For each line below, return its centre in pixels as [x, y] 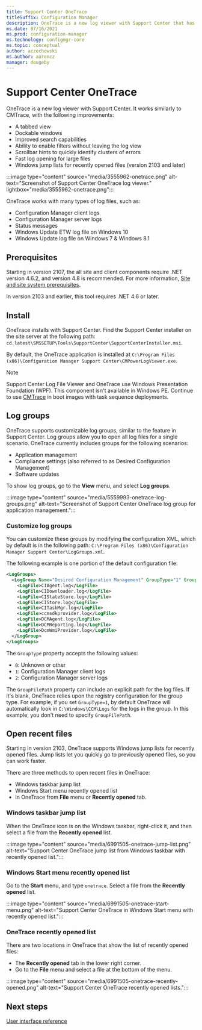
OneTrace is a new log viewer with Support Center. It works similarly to [94, 108]
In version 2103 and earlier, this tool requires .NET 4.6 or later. [83, 296]
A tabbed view [33, 126]
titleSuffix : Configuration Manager [52, 17]
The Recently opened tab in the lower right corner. [78, 963]
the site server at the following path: [51, 336]
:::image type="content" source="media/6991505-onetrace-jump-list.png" [99, 844]
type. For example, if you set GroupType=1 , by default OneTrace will [89, 702]
